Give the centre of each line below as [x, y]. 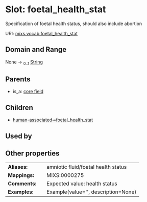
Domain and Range [36, 50]
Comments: [22, 184]
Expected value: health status [82, 184]
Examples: [21, 192]
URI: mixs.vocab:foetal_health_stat [42, 33]
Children [19, 108]
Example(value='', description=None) [92, 192]
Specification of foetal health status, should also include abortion [74, 24]
